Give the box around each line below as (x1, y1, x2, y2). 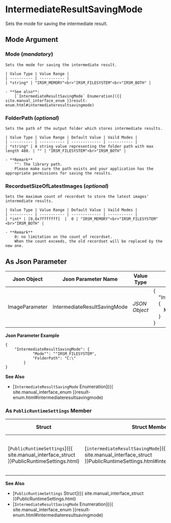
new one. (5, 243, 24, 248)
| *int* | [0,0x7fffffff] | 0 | (5, 216, 79, 222)
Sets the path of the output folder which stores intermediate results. (5, 126, 163, 131)
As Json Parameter (5, 257, 67, 266)
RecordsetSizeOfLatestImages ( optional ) (5, 183, 109, 190)
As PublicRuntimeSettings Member (5, 407, 92, 414)
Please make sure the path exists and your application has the (14, 166, 154, 171)
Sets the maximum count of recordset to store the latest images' (5, 194, 149, 199)
